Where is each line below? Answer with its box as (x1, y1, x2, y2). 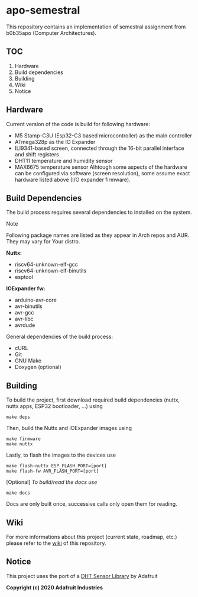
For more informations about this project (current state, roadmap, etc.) (6, 534, 177, 540)
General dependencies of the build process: (6, 333, 113, 341)
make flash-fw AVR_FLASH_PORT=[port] (6, 468, 99, 474)
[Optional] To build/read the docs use (6, 479, 98, 486)
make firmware (6, 436, 41, 442)
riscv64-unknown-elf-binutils (14, 267, 87, 274)
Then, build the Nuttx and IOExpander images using (6, 425, 132, 432)
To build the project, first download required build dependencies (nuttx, (6, 396, 180, 403)
